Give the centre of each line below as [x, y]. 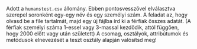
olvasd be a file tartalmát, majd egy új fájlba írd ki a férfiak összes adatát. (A [98, 21]
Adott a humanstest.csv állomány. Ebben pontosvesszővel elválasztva [91, 9]
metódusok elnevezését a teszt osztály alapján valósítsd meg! [81, 40]
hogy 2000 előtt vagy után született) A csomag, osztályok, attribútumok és [97, 34]
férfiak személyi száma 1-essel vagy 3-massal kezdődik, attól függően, [93, 27]
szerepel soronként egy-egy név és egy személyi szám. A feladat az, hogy [97, 15]
